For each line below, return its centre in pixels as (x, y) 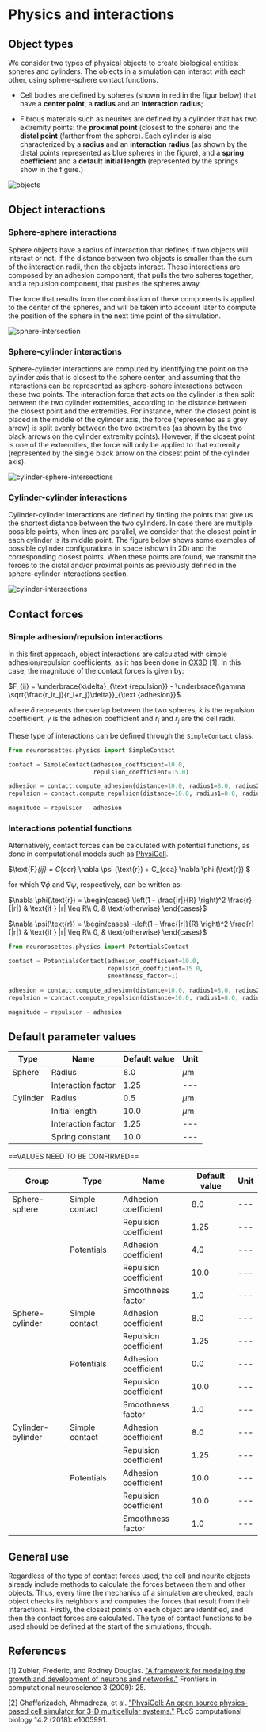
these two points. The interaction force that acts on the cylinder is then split (131, 394)
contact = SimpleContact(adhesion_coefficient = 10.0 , (97, 764)
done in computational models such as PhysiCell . (88, 854)
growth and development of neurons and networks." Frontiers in (113, 1679)
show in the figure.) (51, 169)
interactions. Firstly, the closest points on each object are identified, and (126, 1610)
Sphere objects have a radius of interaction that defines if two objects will (128, 250)
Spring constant (81, 1137)
